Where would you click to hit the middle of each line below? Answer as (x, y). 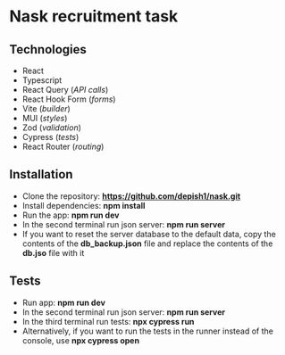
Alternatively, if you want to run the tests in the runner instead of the (148, 331)
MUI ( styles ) (45, 118)
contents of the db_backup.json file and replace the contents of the (147, 244)
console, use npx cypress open (81, 340)
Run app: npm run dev (63, 302)
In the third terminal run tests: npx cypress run (108, 321)
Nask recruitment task (94, 17)
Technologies (48, 50)
